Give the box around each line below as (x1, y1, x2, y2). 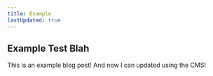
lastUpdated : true (7, 17, 61, 24)
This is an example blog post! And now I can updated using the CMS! (7, 61, 207, 70)
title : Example (7, 10, 52, 17)
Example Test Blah (7, 43, 90, 54)
